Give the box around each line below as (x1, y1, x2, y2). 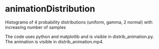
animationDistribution (5, 3, 95, 14)
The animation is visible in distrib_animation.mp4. (5, 38, 104, 44)
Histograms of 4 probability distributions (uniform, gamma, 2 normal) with (5, 19, 153, 25)
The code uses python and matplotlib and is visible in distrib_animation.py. (5, 34, 154, 39)
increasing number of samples (5, 24, 66, 30)
